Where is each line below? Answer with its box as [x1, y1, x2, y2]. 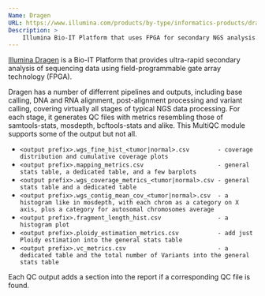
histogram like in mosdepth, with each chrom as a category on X [19, 199, 239, 207]
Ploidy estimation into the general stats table [19, 236, 183, 245]
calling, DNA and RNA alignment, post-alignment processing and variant [8, 96, 243, 105]
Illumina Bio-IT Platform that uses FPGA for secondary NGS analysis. [22, 33, 259, 42]
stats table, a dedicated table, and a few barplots [19, 168, 197, 176]
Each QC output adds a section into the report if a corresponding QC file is [8, 272, 251, 282]
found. [8, 281, 30, 290]
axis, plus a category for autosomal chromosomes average [19, 206, 215, 214]
